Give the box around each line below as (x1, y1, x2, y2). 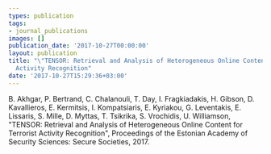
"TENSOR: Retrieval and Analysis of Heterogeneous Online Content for (8, 119, 244, 129)
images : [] (8, 34, 45, 43)
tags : (8, 19, 27, 27)
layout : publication (8, 49, 78, 57)
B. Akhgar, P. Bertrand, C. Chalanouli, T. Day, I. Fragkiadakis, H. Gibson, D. (8, 94, 255, 103)
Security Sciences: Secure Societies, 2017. (8, 136, 150, 146)
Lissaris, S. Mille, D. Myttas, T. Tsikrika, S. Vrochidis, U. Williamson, (8, 110, 231, 121)
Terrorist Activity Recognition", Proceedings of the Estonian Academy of (8, 128, 248, 138)
